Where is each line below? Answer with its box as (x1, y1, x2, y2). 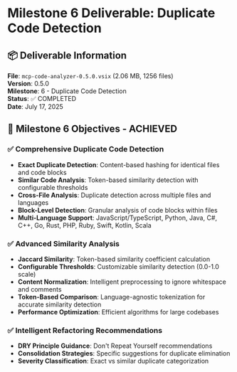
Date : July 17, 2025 (7, 102, 64, 111)
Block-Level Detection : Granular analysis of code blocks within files (17, 206, 218, 214)
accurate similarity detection (17, 300, 102, 309)
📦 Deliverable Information (7, 49, 127, 61)
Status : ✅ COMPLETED (7, 95, 77, 102)
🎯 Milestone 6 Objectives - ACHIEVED (7, 123, 178, 135)
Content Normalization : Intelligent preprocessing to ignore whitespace (17, 277, 226, 286)
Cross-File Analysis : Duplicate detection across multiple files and (17, 191, 211, 199)
